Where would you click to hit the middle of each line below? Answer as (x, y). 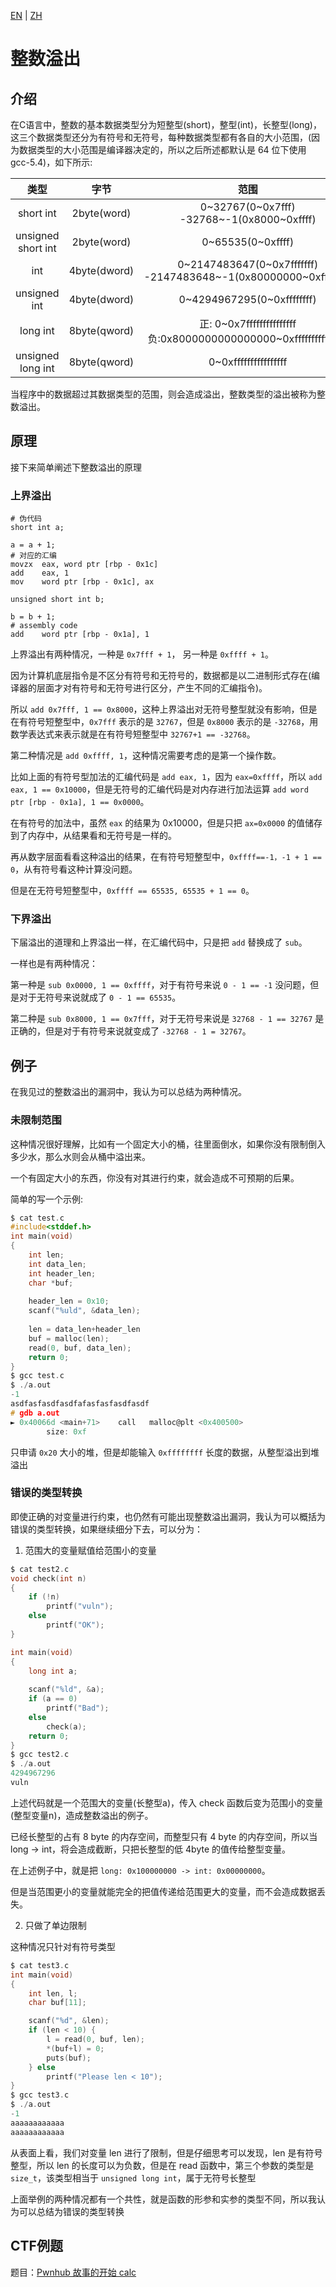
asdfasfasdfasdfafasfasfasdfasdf (80, 1404)
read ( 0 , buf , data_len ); (80, 1348)
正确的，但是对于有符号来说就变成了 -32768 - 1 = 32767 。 (131, 1031)
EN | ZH (26, 15)
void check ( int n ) (48, 1578)
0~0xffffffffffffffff (248, 362)
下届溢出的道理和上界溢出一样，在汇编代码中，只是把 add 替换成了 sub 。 (159, 942)
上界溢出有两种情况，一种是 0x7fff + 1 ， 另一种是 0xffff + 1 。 (142, 654)
